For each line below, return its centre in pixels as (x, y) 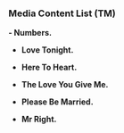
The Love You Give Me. (65, 85)
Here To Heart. (49, 67)
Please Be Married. (58, 102)
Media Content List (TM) (62, 13)
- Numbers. (30, 33)
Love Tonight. (47, 50)
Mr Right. (39, 120)
